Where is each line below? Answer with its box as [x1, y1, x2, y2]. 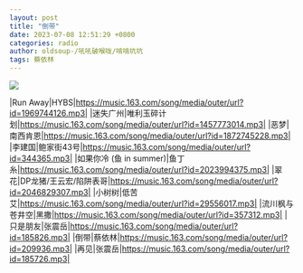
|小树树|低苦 [92, 187, 138, 197]
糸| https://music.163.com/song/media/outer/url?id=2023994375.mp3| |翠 [9, 165, 283, 174]
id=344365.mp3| [9, 153, 73, 164]
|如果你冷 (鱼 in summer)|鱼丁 [74, 153, 185, 164]
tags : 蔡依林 [9, 55, 54, 64]
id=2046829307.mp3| [9, 187, 91, 197]
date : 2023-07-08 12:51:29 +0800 [9, 30, 136, 39]
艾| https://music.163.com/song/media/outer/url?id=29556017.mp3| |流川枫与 [9, 198, 294, 209]
